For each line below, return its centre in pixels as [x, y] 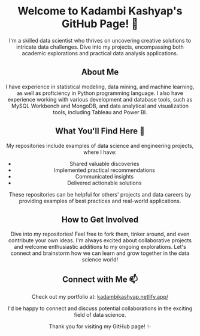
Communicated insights [104, 176]
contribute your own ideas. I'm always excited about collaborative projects [100, 240]
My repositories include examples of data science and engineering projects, [100, 145]
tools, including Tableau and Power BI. [100, 112]
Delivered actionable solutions [104, 183]
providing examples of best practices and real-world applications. [100, 201]
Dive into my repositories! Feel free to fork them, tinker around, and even [100, 234]
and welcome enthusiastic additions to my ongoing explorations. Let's [100, 247]
